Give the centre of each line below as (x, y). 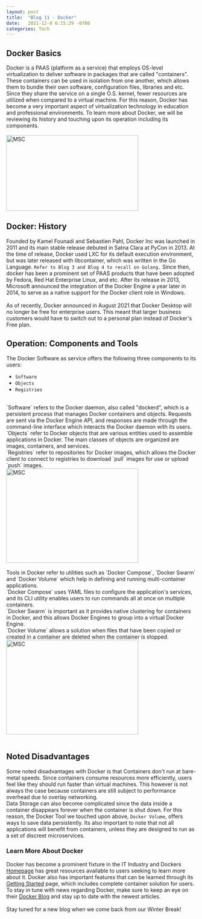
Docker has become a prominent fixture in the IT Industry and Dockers (94, 864)
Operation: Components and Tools (72, 344)
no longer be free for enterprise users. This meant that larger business (94, 311)
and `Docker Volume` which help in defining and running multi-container (96, 579)
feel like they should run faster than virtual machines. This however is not (97, 784)
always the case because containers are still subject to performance (91, 790)
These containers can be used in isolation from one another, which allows (98, 81)
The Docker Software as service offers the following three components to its (101, 358)
